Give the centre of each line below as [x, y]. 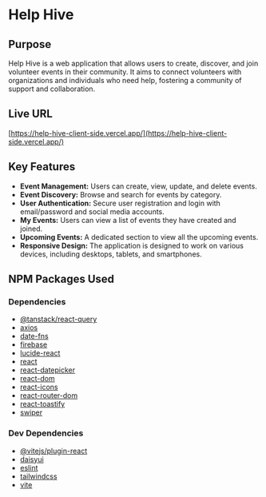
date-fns [34, 336]
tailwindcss [38, 476]
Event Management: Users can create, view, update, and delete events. [138, 186]
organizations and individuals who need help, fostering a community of [125, 80]
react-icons [39, 387]
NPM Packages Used [61, 279]
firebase [34, 344]
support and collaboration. [52, 89]
